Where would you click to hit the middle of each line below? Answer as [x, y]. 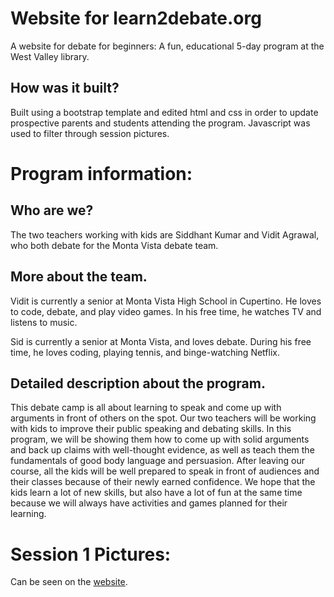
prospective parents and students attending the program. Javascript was [160, 123]
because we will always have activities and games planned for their [149, 503]
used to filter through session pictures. [90, 133]
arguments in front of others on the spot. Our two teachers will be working [163, 418]
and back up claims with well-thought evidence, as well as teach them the [162, 450]
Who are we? [52, 210]
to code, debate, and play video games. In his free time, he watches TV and [166, 311]
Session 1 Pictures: [91, 554]
